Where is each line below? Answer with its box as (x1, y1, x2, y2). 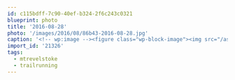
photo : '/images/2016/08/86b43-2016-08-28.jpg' (7, 29, 149, 37)
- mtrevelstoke (13, 56, 58, 63)
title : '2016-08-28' (7, 23, 68, 30)
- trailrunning (13, 62, 58, 69)
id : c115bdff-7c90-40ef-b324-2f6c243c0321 (7, 10, 133, 17)
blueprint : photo (7, 17, 58, 24)
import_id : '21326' (7, 42, 64, 49)
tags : (7, 49, 23, 56)
